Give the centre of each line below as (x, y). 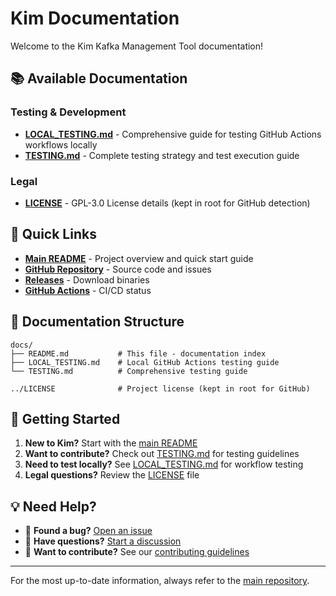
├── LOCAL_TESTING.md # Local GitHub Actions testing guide (145, 362)
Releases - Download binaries (87, 279)
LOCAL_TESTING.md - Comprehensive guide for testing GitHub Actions (173, 134)
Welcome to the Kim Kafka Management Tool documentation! (137, 46)
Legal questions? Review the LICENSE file (112, 475)
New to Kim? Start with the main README (111, 443)
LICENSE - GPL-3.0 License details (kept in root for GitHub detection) (167, 203)
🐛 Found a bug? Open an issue (88, 531)
